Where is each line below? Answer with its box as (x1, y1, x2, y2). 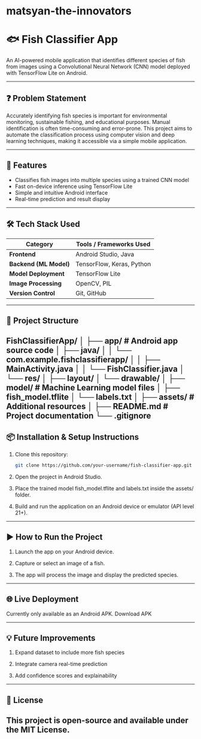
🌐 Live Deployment (6, 594, 79, 604)
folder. (14, 491, 31, 498)
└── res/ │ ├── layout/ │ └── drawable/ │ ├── (6, 373, 185, 384)
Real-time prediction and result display (14, 195, 111, 202)
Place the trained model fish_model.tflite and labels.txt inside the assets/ (14, 485, 194, 492)
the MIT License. (6, 725, 70, 735)
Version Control (9, 289, 56, 297)
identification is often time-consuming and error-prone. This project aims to (6, 125, 193, 132)
